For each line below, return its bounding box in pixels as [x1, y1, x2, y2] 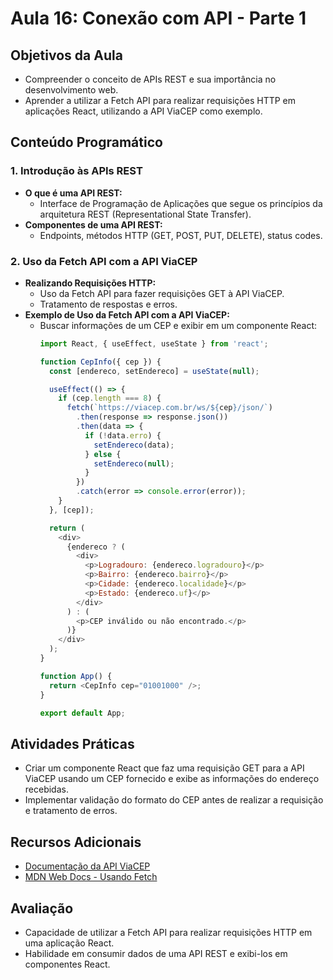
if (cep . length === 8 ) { [58, 393, 162, 404]
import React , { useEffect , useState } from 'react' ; [39, 338, 269, 349]
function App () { [39, 671, 113, 681]
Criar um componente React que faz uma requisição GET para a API [24, 762, 305, 774]
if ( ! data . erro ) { [84, 430, 162, 441]
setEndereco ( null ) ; [93, 458, 175, 469]
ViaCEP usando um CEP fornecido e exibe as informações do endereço [24, 773, 320, 785]
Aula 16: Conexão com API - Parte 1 [10, 7, 307, 30]
